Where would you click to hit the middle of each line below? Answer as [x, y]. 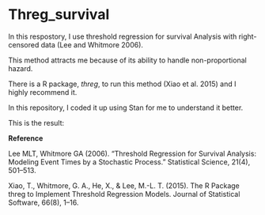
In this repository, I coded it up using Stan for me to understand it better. [126, 107]
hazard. [21, 68]
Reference [26, 138]
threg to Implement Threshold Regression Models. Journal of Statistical [124, 194]
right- [248, 36]
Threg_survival [59, 15]
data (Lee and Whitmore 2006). [92, 44]
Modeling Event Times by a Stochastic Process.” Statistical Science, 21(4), [129, 162]
